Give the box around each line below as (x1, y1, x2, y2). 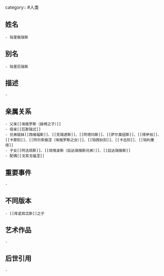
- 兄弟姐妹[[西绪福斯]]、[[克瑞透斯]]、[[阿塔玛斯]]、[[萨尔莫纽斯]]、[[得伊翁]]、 (5, 132, 162, 137)
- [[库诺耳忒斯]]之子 (5, 211, 45, 216)
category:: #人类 (5, 4, 39, 10)
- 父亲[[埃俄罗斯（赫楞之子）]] (5, 122, 61, 127)
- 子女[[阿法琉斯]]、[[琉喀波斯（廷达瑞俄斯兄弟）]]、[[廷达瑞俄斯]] (5, 148, 131, 153)
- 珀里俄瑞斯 (5, 34, 28, 40)
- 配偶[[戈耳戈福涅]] (5, 154, 45, 159)
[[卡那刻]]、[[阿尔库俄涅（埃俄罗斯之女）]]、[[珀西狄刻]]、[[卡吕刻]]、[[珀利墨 (5, 138, 155, 143)
